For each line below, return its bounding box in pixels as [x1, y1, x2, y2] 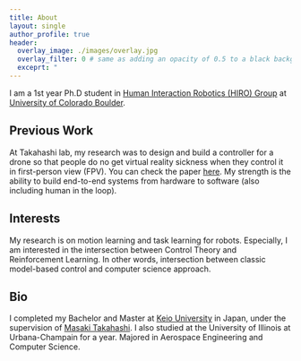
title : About [9, 13, 58, 22]
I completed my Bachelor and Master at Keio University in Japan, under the [9, 313, 287, 323]
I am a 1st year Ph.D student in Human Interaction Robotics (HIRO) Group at [9, 87, 287, 99]
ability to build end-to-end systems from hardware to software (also [9, 176, 260, 186]
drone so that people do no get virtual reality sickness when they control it [9, 156, 284, 167]
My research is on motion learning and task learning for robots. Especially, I [9, 235, 288, 245]
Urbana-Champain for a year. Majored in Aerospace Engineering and [9, 332, 263, 343]
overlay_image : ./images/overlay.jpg [17, 47, 159, 56]
